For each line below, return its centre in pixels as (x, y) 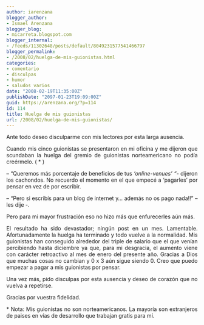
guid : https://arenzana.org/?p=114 (51, 102)
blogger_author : (27, 18)
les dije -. (18, 205)
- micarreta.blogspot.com (39, 35)
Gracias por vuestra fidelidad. (43, 298)
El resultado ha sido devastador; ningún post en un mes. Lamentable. (102, 229)
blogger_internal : (29, 40)
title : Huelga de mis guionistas (49, 114)
